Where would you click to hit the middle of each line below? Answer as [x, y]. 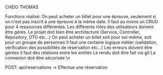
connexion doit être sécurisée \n [38, 58]
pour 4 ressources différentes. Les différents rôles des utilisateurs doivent [79, 27]
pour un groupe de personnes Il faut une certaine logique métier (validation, [81, 42]
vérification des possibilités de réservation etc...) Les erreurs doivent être [79, 47]
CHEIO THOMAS [22, 7]
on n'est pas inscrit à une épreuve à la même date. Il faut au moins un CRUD [82, 22]
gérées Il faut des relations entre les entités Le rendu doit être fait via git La [81, 53]
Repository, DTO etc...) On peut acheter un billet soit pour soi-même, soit [78, 37]
